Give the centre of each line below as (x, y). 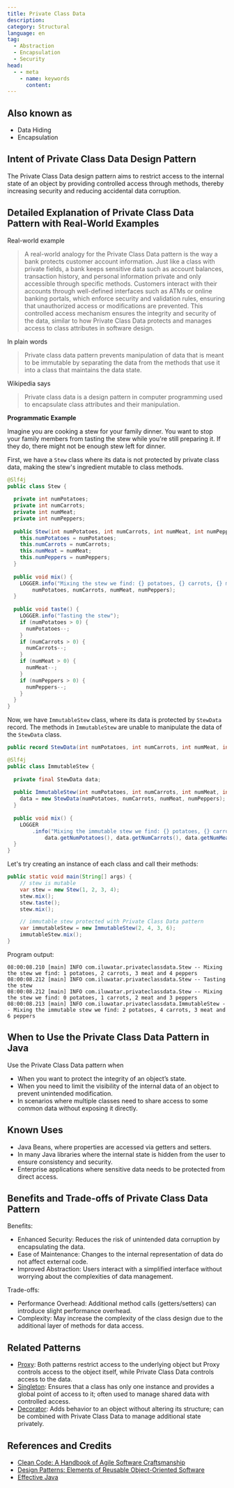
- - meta (26, 72)
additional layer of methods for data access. (80, 1326)
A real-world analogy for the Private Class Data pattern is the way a (121, 254)
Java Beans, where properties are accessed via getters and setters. (114, 1146)
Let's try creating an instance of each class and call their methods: (103, 864)
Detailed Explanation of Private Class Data (101, 213)
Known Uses (36, 1130)
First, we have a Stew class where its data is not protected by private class (113, 459)
